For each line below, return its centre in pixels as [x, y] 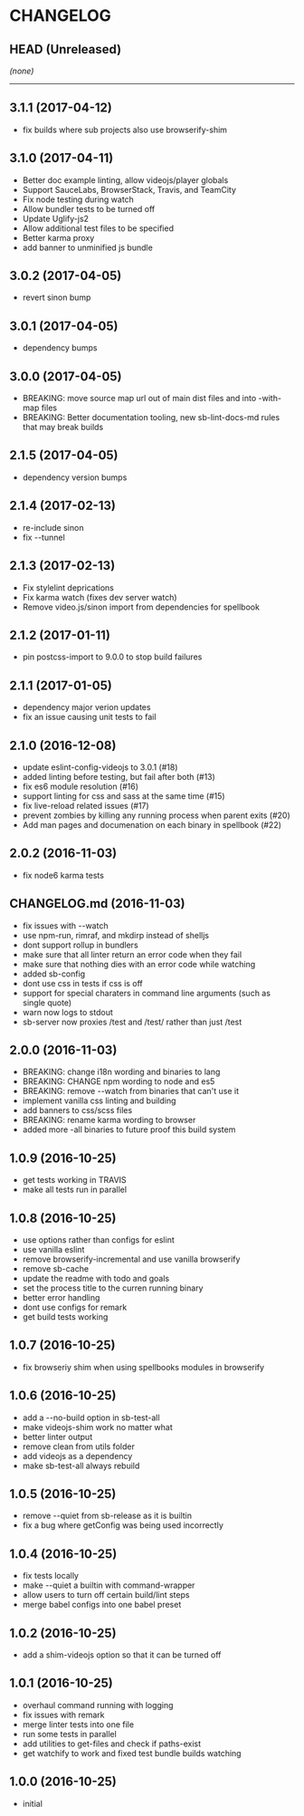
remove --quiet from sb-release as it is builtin [107, 1516]
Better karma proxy [58, 237]
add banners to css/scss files [77, 1110]
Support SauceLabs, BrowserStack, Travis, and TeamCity [129, 189]
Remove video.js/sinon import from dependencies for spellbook [141, 607]
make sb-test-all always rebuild [81, 1465]
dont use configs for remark [75, 1307]
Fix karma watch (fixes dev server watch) [100, 597]
